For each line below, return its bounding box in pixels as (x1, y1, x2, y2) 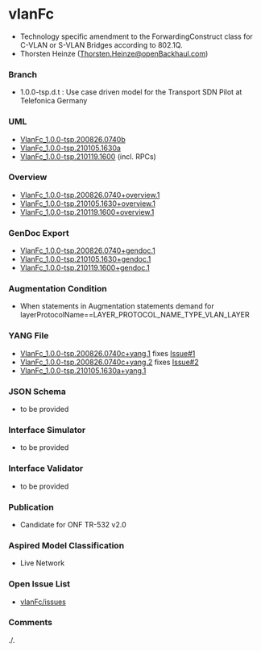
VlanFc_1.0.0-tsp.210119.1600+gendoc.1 (19, 263, 151, 273)
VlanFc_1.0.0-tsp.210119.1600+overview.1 (19, 207, 155, 216)
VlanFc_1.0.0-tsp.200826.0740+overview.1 (19, 190, 160, 199)
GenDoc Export (8, 227, 70, 238)
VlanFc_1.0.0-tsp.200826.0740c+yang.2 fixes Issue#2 (19, 357, 199, 367)
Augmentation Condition (8, 283, 107, 295)
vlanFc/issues (19, 597, 67, 607)
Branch (8, 69, 38, 80)
